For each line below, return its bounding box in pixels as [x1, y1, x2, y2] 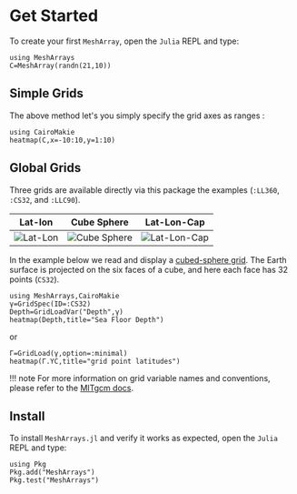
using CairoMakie [9, 127, 75, 136]
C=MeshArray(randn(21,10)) [9, 61, 112, 70]
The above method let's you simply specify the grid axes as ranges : [9, 110, 265, 121]
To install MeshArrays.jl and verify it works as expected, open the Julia [9, 433, 279, 444]
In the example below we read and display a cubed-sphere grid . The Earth [9, 254, 288, 265]
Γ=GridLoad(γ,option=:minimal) [9, 348, 128, 358]
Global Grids [9, 160, 82, 176]
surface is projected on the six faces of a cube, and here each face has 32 [9, 264, 289, 275]
